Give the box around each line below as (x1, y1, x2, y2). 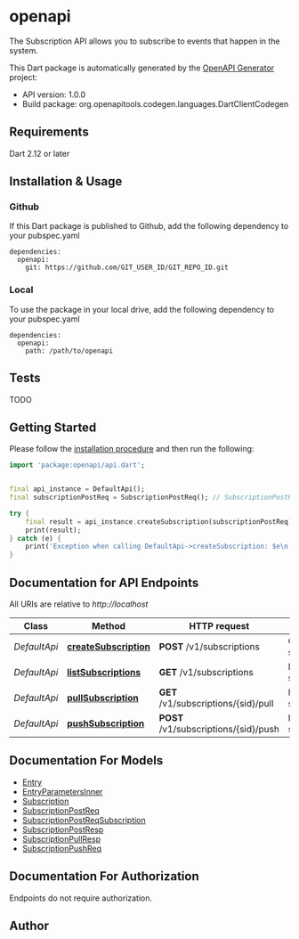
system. (9, 45, 38, 55)
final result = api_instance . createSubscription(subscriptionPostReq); (25, 517, 296, 527)
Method (92, 620, 126, 633)
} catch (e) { (9, 534, 62, 543)
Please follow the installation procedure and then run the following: (9, 444, 255, 454)
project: (9, 71, 38, 82)
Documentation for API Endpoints (9, 575, 199, 590)
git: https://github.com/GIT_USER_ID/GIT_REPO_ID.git (25, 263, 229, 273)
